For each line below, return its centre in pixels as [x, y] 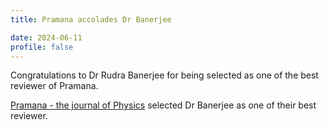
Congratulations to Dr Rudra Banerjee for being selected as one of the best [164, 75]
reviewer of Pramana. [54, 86]
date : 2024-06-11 [46, 37]
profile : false [42, 47]
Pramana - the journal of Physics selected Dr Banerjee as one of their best [163, 105]
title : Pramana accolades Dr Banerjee [91, 19]
